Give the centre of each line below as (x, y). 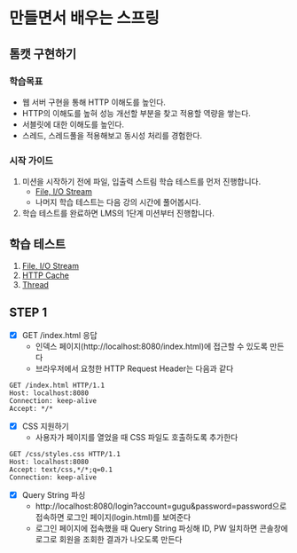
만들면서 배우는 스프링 (84, 18)
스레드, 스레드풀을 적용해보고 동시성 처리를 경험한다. (112, 135)
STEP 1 (28, 313)
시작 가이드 (31, 161)
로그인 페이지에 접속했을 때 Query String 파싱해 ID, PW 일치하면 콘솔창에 (161, 528)
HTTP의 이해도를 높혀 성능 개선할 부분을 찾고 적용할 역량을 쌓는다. (136, 113)
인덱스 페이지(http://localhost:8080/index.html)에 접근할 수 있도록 (152, 346)
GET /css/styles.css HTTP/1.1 (65, 454)
